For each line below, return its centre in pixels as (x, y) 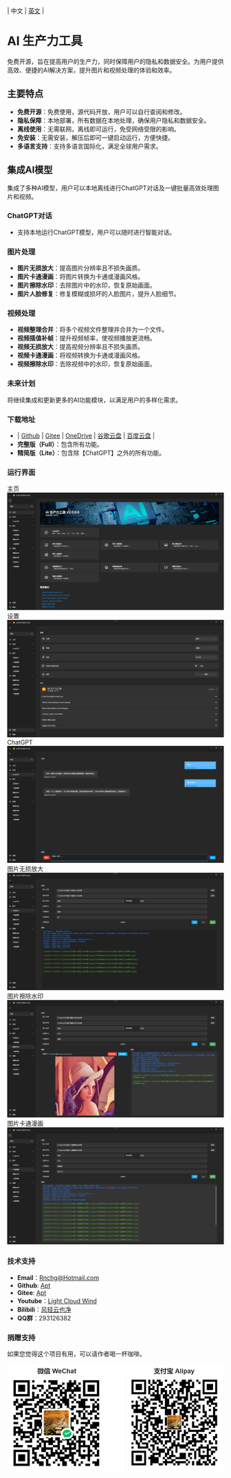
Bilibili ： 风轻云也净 (44, 1309)
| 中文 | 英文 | (26, 11)
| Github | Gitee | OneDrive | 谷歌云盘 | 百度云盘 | (86, 436)
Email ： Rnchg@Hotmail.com (58, 1277)
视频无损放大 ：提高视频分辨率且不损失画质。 (80, 347)
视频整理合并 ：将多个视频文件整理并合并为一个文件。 (92, 330)
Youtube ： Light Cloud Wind (57, 1300)
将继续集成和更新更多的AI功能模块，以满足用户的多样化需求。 (95, 400)
